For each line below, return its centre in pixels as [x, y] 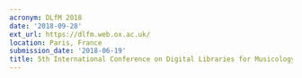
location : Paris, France [56, 43]
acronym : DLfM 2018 [46, 17]
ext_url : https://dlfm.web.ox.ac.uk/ [80, 34]
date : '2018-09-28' [46, 26]
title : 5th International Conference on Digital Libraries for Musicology [152, 59]
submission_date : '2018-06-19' [68, 51]
